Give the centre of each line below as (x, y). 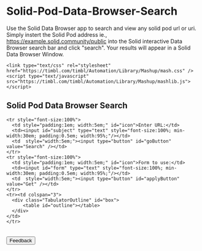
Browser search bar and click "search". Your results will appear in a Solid (99, 48)
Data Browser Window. (35, 54)
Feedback (21, 240)
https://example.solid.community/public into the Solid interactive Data (95, 41)
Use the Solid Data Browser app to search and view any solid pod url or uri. (101, 28)
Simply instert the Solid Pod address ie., (57, 34)
